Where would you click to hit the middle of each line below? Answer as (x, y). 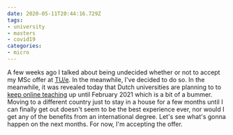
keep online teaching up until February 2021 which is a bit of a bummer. (110, 94)
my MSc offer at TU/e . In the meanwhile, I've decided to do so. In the (106, 79)
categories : (24, 46)
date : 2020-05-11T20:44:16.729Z (54, 14)
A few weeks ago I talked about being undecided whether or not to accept (114, 72)
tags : (15, 20)
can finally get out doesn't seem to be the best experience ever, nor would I (116, 109)
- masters (22, 33)
